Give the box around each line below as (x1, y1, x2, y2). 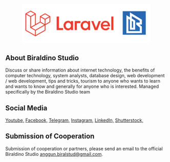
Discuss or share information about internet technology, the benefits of (5, 67, 155, 73)
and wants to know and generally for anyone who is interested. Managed (5, 83, 159, 89)
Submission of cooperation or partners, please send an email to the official (5, 145, 163, 152)
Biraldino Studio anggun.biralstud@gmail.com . (5, 151, 103, 157)
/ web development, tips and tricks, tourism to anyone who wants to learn (5, 78, 160, 84)
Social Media (5, 104, 48, 112)
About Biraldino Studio (5, 53, 79, 62)
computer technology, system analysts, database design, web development (5, 73, 165, 79)
